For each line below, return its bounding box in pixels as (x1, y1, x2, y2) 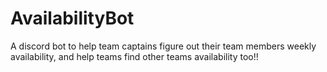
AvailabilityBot (10, 7, 135, 30)
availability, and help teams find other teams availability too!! (10, 50, 259, 62)
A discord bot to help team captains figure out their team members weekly (10, 40, 317, 52)
